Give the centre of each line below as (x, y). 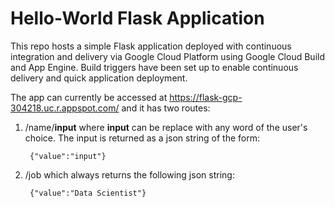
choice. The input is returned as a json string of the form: (142, 138)
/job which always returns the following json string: (129, 174)
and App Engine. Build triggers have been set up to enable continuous (154, 67)
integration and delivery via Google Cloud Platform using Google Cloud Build (167, 56)
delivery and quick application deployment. (99, 78)
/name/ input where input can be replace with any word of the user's (166, 127)
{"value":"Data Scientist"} (88, 193)
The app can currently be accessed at (89, 97)
